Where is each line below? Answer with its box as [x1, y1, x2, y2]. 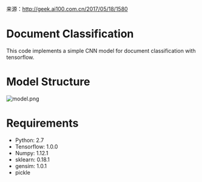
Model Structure [6, 75, 90, 89]
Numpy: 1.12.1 [15, 149, 49, 156]
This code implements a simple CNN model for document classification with [6, 47, 196, 54]
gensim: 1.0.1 [15, 162, 47, 169]
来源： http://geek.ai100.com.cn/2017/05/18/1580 [6, 5, 129, 12]
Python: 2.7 [15, 136, 44, 144]
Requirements [6, 116, 79, 130]
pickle [15, 169, 30, 176]
